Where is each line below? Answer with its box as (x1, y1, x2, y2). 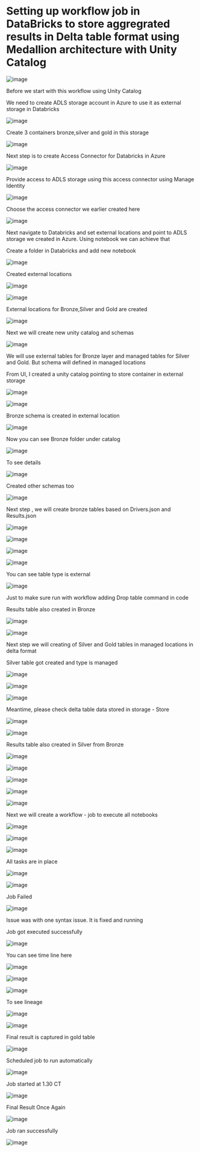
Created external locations (6, 270, 72, 277)
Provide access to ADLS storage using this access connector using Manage (6, 175, 195, 182)
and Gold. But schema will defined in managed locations (6, 358, 146, 366)
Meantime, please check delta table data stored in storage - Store (6, 706, 170, 713)
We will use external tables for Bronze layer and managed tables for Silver (6, 352, 190, 359)
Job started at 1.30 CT (6, 1080, 61, 1087)
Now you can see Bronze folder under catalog (6, 435, 120, 442)
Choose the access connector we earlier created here (6, 205, 140, 213)
